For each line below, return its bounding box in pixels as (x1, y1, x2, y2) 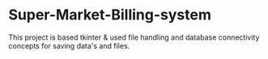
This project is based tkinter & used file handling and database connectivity (8, 32, 260, 42)
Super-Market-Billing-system (8, 6, 212, 24)
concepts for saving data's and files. (8, 40, 130, 50)
